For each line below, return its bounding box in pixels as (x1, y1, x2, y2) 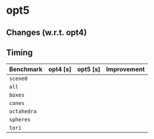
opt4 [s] (48, 65, 72, 73)
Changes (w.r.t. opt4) (6, 27, 87, 38)
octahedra (9, 108, 37, 115)
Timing (6, 47, 33, 57)
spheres (9, 116, 31, 123)
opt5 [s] (77, 65, 101, 73)
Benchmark (9, 65, 43, 73)
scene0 (9, 75, 28, 82)
